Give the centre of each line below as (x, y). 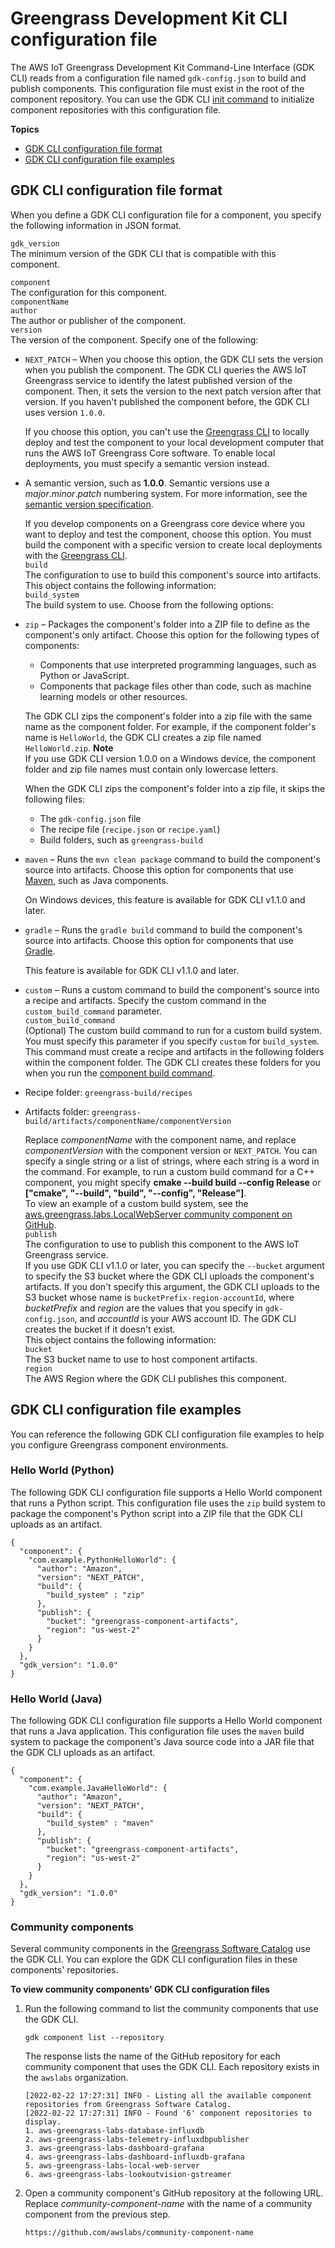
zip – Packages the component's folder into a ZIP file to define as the (167, 624)
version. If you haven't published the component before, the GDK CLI (167, 401)
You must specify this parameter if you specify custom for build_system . (172, 1041)
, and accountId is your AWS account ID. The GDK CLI (185, 1318)
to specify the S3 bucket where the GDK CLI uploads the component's (169, 1276)
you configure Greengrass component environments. (119, 1444)
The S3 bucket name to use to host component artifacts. (141, 1359)
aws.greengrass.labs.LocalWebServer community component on (158, 1214)
